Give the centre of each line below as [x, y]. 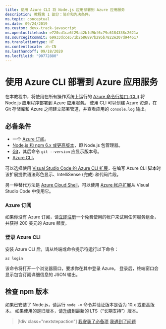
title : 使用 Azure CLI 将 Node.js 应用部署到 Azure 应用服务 [65, 10]
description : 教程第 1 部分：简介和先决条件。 [49, 14]
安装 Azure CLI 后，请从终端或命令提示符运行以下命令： [62, 249]
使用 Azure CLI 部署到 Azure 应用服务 [82, 82]
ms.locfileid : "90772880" [32, 56]
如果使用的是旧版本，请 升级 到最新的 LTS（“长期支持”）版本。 [78, 311]
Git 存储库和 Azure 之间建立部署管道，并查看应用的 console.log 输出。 [77, 109]
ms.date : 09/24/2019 [27, 24]
